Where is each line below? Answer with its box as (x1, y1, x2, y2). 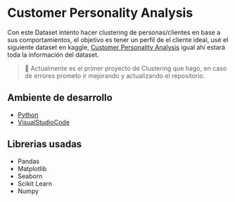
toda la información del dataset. (7, 50, 100, 59)
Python (17, 110, 39, 119)
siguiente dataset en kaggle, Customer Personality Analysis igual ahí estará (7, 43, 225, 51)
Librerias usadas (7, 138, 82, 150)
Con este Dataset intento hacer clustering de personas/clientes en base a (7, 28, 221, 36)
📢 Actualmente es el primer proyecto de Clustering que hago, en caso (24, 64, 227, 72)
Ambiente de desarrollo (7, 92, 113, 104)
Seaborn (17, 172, 43, 180)
